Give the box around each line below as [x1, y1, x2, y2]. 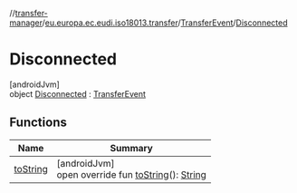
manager [9, 17, 43, 28]
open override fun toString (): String [56, 168, 206, 180]
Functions [9, 115, 68, 130]
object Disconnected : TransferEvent [9, 88, 147, 99]
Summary [110, 141, 154, 154]
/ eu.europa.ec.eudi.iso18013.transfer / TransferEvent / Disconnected [42, 17, 288, 28]
